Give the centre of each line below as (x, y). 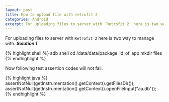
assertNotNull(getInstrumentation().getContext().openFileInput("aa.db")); (81, 89)
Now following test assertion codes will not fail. (54, 68)
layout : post (19, 10)
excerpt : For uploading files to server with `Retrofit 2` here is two (82, 24)
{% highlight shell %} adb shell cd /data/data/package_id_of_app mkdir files (84, 53)
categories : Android (27, 19)
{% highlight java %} (26, 78)
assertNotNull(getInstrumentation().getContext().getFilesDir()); (70, 83)
